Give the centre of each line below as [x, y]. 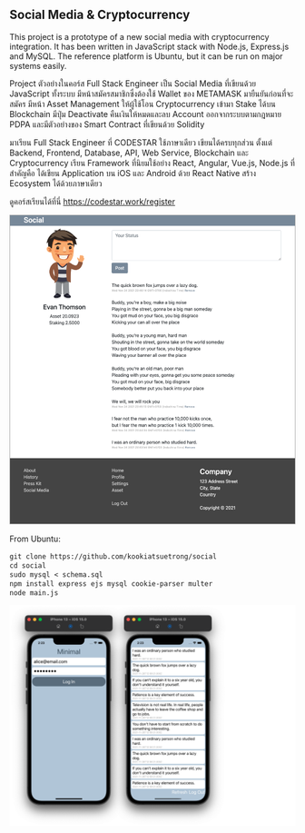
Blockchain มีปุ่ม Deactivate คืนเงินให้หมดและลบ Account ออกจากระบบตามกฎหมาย [145, 114]
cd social [28, 566]
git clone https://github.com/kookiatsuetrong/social [113, 557]
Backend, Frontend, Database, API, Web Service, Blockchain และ [129, 153]
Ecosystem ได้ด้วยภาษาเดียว [56, 183]
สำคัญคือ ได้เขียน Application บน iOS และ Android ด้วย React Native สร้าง [133, 173]
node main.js [34, 593]
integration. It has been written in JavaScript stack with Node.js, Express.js [149, 46]
